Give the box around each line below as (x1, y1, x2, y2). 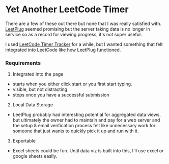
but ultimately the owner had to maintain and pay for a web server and (12, 117, 160, 123)
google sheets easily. (12, 153, 58, 159)
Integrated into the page (12, 71, 64, 77)
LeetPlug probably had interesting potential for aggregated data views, (12, 111, 161, 118)
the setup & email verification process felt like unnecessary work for (12, 123, 156, 129)
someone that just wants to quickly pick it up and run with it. (12, 128, 139, 134)
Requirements (5, 59, 41, 66)
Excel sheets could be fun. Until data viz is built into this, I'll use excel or (12, 148, 164, 154)
